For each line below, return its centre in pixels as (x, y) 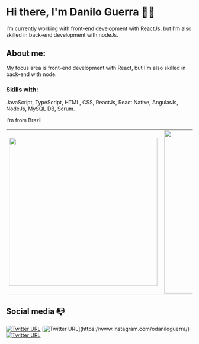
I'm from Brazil (24, 120)
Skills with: (22, 90)
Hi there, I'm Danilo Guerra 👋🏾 (81, 12)
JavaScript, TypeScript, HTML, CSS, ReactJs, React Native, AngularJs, (92, 103)
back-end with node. (32, 74)
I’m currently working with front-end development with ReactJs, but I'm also (99, 28)
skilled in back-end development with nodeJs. (62, 34)
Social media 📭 (36, 312)
